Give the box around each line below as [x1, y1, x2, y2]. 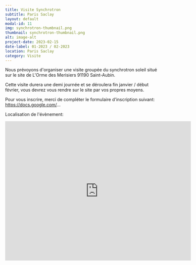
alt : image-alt [5, 35, 37, 40]
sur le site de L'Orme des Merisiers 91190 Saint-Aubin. [5, 72, 115, 78]
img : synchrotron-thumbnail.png [5, 26, 72, 31]
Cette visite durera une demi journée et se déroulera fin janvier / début [5, 82, 149, 88]
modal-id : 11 [5, 21, 32, 26]
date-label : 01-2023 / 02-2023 [5, 44, 70, 49]
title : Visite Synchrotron [5, 7, 61, 12]
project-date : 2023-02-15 [5, 40, 58, 45]
